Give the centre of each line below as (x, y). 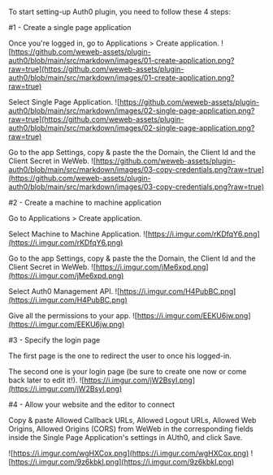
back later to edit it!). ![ (46, 380)
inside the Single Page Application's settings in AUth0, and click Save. (126, 437)
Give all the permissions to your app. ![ (73, 315)
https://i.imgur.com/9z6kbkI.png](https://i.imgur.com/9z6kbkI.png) (123, 462)
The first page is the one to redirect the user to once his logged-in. (120, 356)
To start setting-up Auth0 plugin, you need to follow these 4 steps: (120, 12)
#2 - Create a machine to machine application (85, 203)
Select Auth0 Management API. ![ (64, 291)
